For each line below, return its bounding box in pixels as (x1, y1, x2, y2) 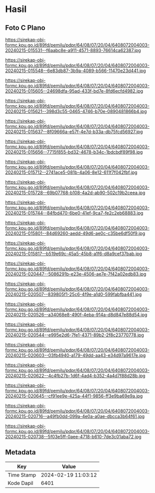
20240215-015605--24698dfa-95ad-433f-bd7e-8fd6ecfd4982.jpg (5, 88, 143, 94)
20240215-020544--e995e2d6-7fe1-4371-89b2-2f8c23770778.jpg (5, 332, 144, 338)
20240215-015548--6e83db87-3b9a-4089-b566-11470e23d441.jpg (5, 68, 146, 74)
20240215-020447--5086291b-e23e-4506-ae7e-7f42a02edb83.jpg (5, 271, 146, 277)
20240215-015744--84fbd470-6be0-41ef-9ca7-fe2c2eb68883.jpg (5, 210, 143, 216)
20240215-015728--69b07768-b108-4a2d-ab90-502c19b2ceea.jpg (5, 190, 145, 196)
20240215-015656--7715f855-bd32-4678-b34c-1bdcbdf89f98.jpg (5, 149, 143, 155)
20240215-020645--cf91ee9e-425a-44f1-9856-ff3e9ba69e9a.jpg (5, 393, 143, 399)
